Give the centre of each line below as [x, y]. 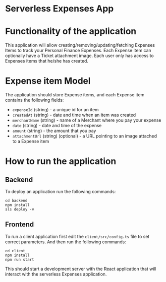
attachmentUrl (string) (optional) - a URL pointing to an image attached [84, 136]
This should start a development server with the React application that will [81, 269]
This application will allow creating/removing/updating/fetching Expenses [80, 45]
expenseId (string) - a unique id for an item [55, 110]
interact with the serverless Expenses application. [56, 274]
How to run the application [61, 161]
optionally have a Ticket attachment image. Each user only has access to [80, 56]
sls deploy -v [20, 210]
